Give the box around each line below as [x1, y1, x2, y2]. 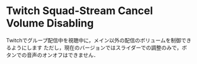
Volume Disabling [6, 16, 94, 30]
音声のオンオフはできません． [26, 51, 99, 58]
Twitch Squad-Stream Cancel [6, 4, 153, 18]
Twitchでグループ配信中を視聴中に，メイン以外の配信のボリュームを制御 [6, 36, 181, 43]
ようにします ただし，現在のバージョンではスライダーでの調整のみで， [11, 44, 182, 51]
